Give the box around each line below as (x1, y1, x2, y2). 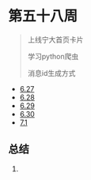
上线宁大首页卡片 (27, 35, 84, 44)
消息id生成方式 (27, 68, 76, 77)
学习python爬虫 (27, 51, 79, 61)
